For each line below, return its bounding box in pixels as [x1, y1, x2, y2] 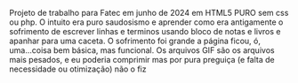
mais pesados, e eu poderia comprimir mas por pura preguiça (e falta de [9, 55, 275, 64]
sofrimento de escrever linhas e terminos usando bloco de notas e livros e [9, 26, 281, 36]
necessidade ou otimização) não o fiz [9, 64, 147, 74]
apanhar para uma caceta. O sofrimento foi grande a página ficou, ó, [9, 35, 261, 46]
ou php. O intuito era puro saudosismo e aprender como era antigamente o [9, 17, 284, 27]
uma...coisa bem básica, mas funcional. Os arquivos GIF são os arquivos [9, 45, 275, 56]
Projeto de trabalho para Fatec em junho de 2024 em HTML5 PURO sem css [9, 8, 289, 18]
